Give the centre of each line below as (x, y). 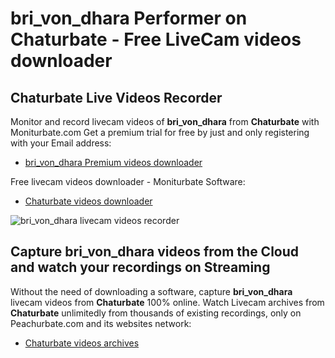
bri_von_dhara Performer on (129, 18)
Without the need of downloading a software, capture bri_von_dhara (151, 291)
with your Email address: (61, 143)
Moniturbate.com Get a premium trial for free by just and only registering (160, 132)
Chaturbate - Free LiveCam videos (156, 39)
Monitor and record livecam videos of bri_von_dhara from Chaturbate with (165, 121)
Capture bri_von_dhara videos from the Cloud (155, 252)
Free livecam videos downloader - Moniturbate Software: (128, 181)
